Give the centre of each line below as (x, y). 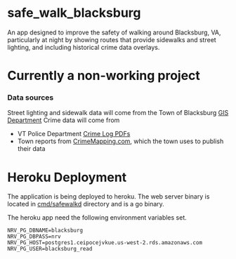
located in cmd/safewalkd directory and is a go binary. (86, 204)
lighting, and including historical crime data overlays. (84, 47)
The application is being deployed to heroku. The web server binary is (109, 197)
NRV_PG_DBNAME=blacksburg (45, 231)
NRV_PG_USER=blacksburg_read (50, 249)
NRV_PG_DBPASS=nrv (34, 237)
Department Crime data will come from (64, 120)
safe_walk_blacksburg (74, 13)
